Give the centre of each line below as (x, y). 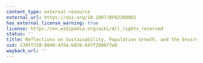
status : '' (20, 34)
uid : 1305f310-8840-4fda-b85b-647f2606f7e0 (62, 46)
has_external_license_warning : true (52, 23)
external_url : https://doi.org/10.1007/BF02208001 (71, 17)
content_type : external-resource (48, 12)
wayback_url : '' (27, 51)
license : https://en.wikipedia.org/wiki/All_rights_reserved (85, 28)
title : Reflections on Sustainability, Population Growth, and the (93, 40)
